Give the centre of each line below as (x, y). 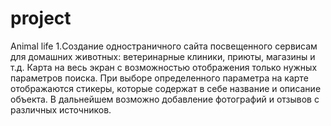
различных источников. (61, 109)
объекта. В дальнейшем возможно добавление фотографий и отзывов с (165, 99)
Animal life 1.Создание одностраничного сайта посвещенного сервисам (164, 46)
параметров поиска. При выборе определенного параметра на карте (159, 78)
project (41, 18)
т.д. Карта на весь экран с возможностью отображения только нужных (164, 67)
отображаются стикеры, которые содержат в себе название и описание (166, 88)
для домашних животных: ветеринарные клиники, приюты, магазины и (163, 56)
